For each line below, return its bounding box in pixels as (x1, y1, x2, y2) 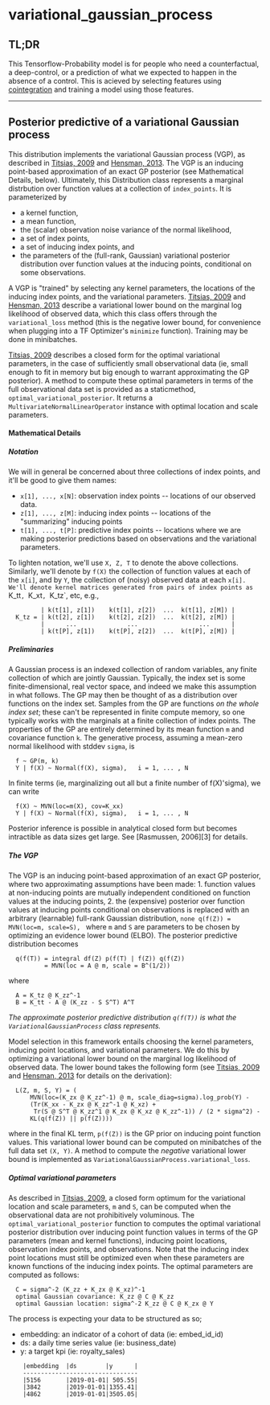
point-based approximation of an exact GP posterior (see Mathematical (8, 167, 243, 176)
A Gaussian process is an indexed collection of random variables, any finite (8, 665, 257, 674)
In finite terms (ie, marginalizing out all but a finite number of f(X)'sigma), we (8, 778, 261, 788)
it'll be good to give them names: (8, 476, 117, 485)
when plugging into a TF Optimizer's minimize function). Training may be (8, 326, 248, 336)
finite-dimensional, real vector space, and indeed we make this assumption (8, 682, 257, 691)
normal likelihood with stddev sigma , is (8, 742, 135, 752)
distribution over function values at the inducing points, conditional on (19, 259, 252, 269)
